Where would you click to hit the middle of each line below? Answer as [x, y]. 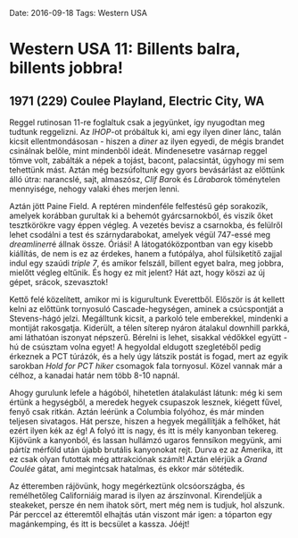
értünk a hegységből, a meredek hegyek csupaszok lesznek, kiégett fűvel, [146, 402]
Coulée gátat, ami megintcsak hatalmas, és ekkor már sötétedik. [127, 469]
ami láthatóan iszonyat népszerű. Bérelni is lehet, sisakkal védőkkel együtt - [149, 337]
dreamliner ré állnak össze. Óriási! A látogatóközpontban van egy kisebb [141, 244]
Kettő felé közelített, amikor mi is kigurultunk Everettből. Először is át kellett [147, 299]
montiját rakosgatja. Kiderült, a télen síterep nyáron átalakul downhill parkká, [149, 328]
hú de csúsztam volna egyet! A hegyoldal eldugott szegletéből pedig [135, 347]
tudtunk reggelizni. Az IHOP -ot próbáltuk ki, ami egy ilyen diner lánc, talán [145, 132]
